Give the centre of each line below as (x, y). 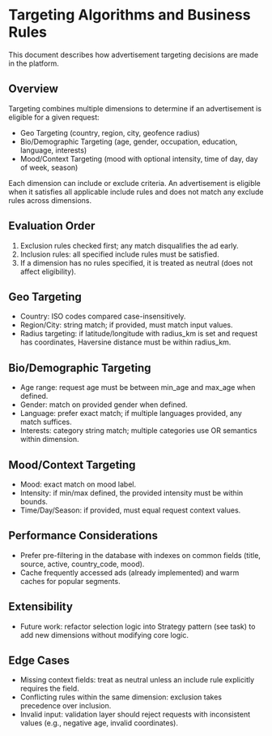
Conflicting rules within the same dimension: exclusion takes (121, 697)
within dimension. (49, 439)
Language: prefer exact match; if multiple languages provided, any (131, 413)
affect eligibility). (48, 271)
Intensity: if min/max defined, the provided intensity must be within (132, 493)
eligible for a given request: (54, 117)
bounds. (34, 502)
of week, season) (49, 167)
